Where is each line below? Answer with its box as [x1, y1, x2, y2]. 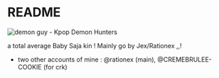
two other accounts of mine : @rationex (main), [17, 55, 156, 64]
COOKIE [17, 62, 43, 71]
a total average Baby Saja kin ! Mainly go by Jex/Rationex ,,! [7, 41, 183, 50]
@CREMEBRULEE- [157, 55, 212, 64]
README [7, 4, 61, 21]
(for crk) [43, 62, 68, 71]
